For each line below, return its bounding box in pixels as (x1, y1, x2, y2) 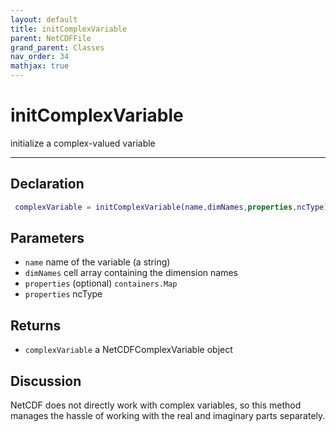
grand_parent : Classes (10, 42, 105, 53)
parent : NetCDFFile (10, 33, 92, 43)
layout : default (10, 14, 78, 25)
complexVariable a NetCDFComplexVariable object (24, 344, 233, 356)
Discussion (10, 372, 82, 390)
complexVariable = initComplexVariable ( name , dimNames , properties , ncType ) (14, 202, 329, 212)
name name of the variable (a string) (24, 256, 171, 268)
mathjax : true (10, 61, 70, 71)
